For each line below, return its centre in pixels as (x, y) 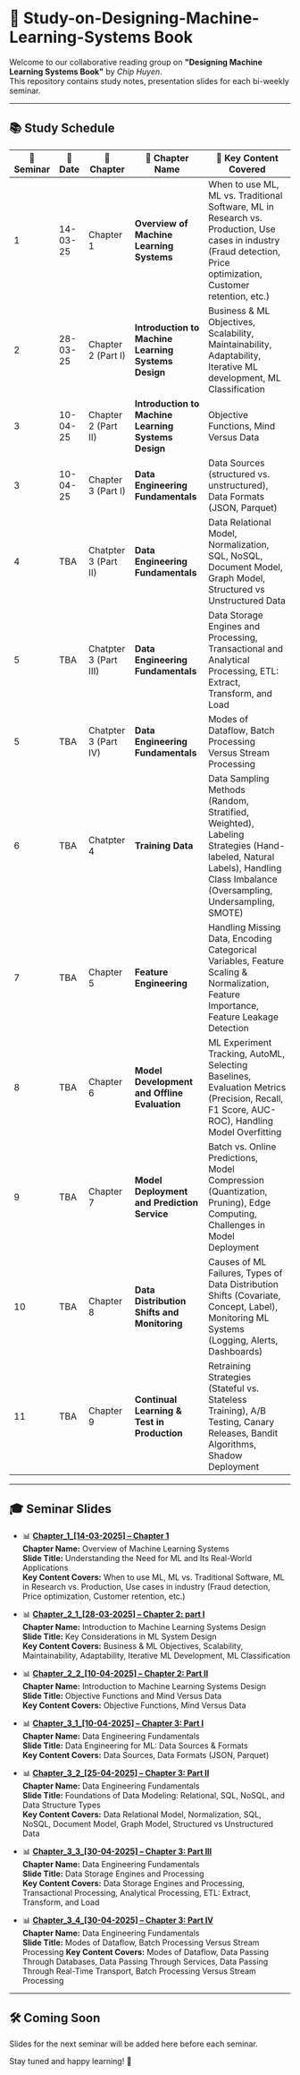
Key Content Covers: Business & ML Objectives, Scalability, (133, 1645)
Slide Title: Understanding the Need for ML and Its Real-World (137, 1558)
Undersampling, (242, 901)
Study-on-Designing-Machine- (142, 18)
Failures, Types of (246, 1273)
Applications (45, 1567)
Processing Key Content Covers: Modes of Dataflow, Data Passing (146, 1951)
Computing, (233, 1214)
